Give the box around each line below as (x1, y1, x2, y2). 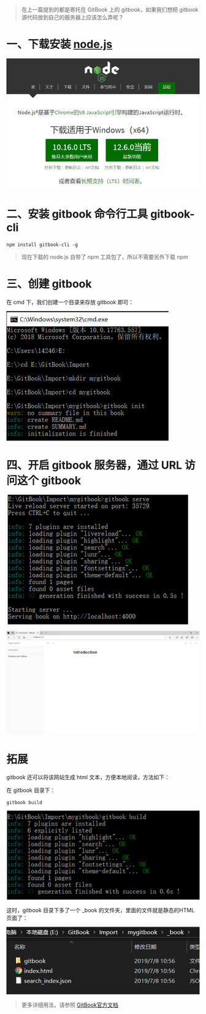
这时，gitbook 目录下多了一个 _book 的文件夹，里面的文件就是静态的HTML (6, 907, 195, 914)
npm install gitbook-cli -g (6, 242, 78, 248)
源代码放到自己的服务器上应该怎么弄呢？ (21, 13, 124, 21)
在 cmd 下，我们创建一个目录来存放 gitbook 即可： (6, 299, 134, 306)
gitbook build (6, 800, 43, 806)
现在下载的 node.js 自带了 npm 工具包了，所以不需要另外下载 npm (21, 253, 188, 261)
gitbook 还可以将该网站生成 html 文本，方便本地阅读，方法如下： (6, 774, 170, 781)
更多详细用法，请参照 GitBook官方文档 (21, 1001, 118, 1008)
